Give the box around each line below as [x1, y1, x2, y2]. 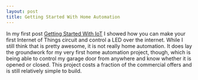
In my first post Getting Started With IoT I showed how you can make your [6, 30, 186, 37]
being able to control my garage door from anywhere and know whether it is [6, 55, 191, 62]
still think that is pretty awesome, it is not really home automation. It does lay [6, 42, 192, 50]
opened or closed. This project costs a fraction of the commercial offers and [6, 61, 192, 68]
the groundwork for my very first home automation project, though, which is [6, 48, 191, 55]
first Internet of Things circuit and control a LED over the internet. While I [6, 36, 183, 43]
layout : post [6, 8, 38, 15]
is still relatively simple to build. [6, 67, 82, 74]
